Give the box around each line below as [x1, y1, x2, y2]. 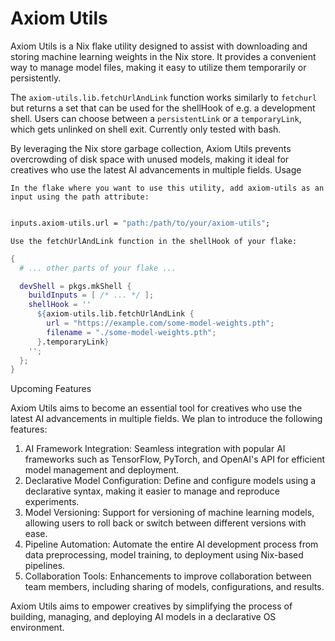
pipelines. [24, 560, 66, 572]
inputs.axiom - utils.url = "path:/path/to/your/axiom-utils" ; [10, 218, 271, 228]
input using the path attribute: [10, 192, 150, 202]
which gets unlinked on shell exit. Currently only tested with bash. [10, 123, 282, 135]
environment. [10, 622, 65, 634]
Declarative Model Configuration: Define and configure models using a [24, 475, 317, 487]
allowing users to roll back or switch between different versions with [24, 517, 307, 529]
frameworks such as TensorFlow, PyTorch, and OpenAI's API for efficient [24, 453, 325, 466]
